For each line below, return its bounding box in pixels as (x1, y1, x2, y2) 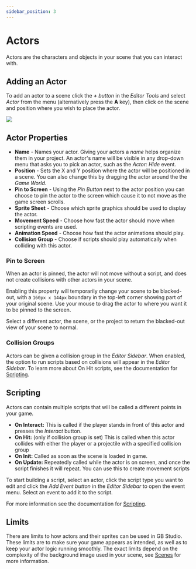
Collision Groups (6, 339, 54, 347)
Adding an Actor (6, 76, 67, 86)
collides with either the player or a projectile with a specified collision (14, 440, 181, 447)
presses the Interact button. (14, 427, 82, 434)
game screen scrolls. (14, 198, 66, 206)
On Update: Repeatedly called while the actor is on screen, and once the (14, 458, 190, 466)
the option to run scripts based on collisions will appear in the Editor (6, 358, 170, 365)
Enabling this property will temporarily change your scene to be (6, 287, 159, 294)
